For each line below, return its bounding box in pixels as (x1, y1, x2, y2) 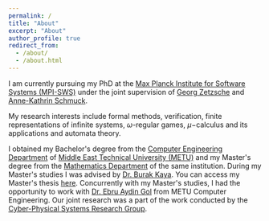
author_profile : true (8, 34, 81, 43)
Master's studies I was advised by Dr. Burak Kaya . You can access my (8, 170, 240, 179)
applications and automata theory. (8, 128, 122, 137)
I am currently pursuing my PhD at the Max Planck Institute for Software (8, 78, 247, 88)
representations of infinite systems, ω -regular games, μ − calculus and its (8, 120, 248, 129)
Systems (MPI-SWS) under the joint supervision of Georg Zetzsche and (8, 87, 245, 96)
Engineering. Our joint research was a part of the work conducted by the (8, 194, 248, 205)
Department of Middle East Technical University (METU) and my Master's (8, 152, 251, 162)
